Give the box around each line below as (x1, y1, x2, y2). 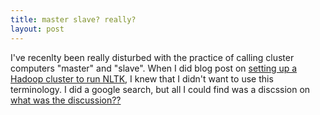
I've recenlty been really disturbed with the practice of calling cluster (10, 51, 295, 63)
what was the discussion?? (10, 94, 122, 106)
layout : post (10, 24, 65, 34)
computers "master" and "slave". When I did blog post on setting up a (10, 62, 298, 74)
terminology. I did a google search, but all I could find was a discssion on (10, 83, 311, 95)
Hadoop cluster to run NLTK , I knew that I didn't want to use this (10, 72, 274, 85)
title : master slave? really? (10, 14, 137, 25)
